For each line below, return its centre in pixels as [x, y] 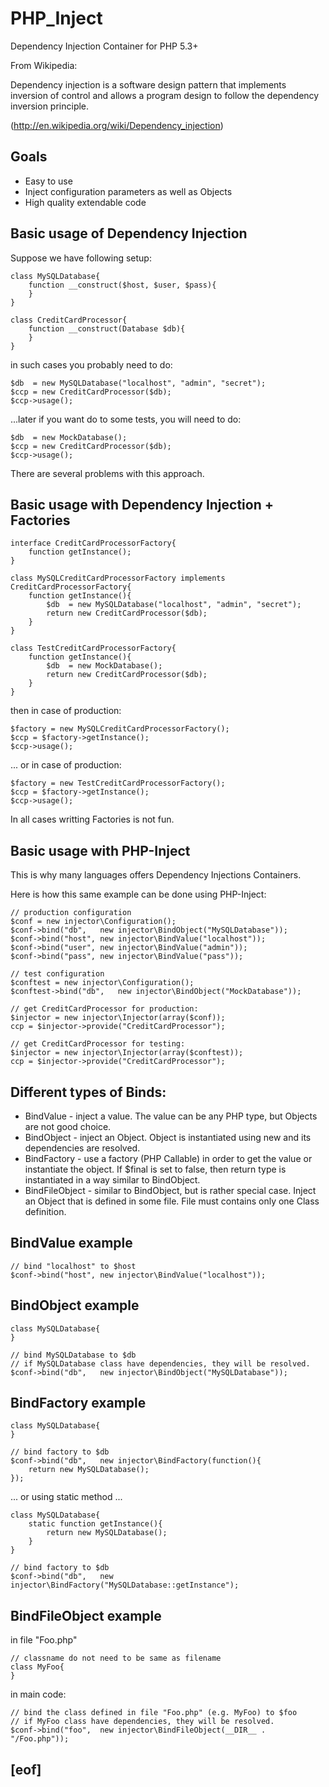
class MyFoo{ [37, 1667]
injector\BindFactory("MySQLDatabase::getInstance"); [125, 1585]
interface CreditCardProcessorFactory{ [93, 543]
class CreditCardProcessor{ [69, 320]
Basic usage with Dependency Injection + [142, 504]
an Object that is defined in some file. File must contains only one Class [172, 1201]
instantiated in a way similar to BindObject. [112, 1180]
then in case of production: [66, 711]
